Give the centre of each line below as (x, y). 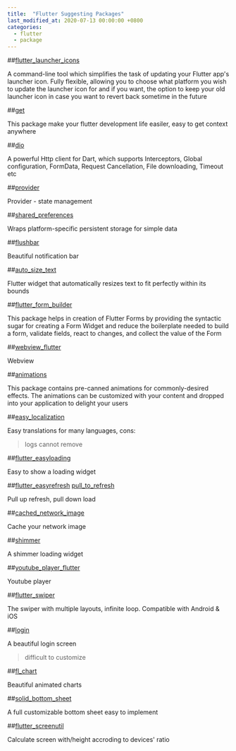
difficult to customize (55, 658)
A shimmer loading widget (45, 554)
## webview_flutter (34, 347)
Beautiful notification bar (43, 256)
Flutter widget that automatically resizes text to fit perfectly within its (107, 284)
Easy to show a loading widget (52, 472)
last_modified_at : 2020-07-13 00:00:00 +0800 (75, 21)
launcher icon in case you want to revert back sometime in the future (107, 97)
